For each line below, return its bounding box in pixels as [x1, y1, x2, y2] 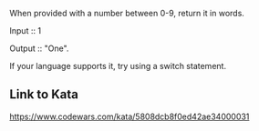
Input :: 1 [9, 25, 42, 35]
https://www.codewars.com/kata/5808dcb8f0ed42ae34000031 [9, 111, 250, 122]
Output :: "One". [9, 43, 69, 54]
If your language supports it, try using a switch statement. [9, 61, 226, 71]
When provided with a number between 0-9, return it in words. [9, 8, 244, 18]
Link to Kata [9, 86, 79, 103]
